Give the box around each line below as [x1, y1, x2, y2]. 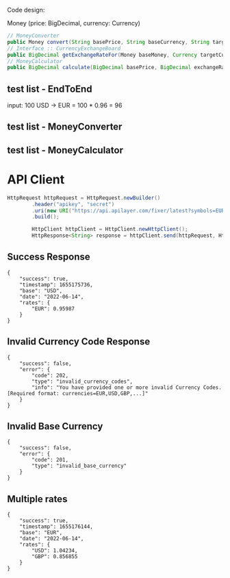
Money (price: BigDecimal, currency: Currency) [7, 19, 140, 27]
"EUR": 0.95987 [31, 305, 75, 312]
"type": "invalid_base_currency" [31, 462, 127, 470]
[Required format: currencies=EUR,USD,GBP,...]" [7, 390, 149, 397]
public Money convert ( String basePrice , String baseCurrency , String [7, 38, 210, 45]
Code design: [7, 6, 45, 14]
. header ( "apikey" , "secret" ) [31, 201, 115, 208]
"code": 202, [31, 372, 69, 379]
